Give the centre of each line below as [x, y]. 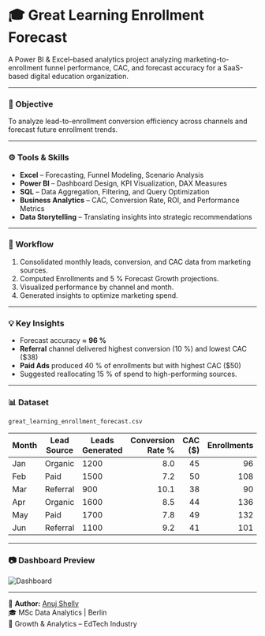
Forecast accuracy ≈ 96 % [63, 341]
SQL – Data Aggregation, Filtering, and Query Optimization [114, 191]
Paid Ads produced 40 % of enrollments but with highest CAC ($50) [131, 366]
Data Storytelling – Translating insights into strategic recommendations [136, 216]
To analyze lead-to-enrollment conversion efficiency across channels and [128, 121]
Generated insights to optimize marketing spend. [99, 295]
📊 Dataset [29, 402]
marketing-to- [207, 59]
